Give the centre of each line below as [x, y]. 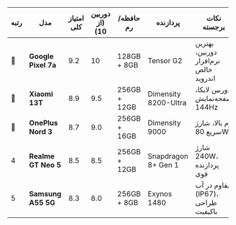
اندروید [205, 78]
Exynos [159, 194]
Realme [42, 156]
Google [41, 56]
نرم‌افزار [208, 61]
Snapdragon [168, 156]
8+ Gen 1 [163, 165]
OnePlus [44, 123]
